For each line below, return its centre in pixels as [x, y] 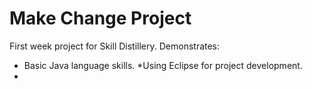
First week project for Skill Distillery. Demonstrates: [115, 46]
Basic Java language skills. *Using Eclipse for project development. [163, 65]
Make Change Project [100, 18]
